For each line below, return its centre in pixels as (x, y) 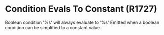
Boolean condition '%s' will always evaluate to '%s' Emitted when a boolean (82, 22)
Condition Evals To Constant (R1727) (81, 9)
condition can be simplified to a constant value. (53, 27)
